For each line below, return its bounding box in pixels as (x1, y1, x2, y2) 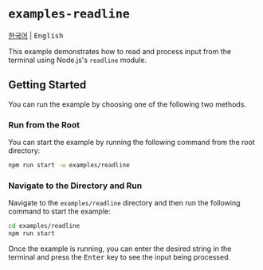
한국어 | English (8, 30, 64, 40)
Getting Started (8, 78, 87, 92)
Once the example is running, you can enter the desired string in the (8, 244, 232, 253)
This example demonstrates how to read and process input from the (8, 46, 232, 56)
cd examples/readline (8, 222, 80, 230)
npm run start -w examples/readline (8, 162, 130, 170)
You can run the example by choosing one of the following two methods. (8, 99, 247, 109)
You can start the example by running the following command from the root (8, 138, 255, 147)
